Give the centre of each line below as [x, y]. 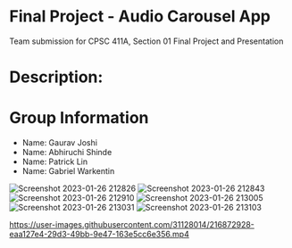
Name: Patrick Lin [54, 161]
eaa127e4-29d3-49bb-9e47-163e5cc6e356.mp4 [99, 235]
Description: [56, 77]
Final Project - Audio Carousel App [140, 17]
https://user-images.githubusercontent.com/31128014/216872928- [132, 225]
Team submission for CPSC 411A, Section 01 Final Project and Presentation [146, 41]
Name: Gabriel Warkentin [68, 171]
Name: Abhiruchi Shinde [67, 153]
